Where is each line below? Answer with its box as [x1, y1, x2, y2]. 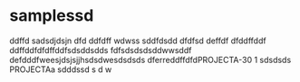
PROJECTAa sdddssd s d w [9, 64, 112, 75]
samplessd [9, 5, 94, 26]
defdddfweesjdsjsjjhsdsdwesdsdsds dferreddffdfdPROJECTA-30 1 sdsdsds [9, 54, 292, 65]
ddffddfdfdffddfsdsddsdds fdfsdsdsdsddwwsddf [9, 44, 192, 55]
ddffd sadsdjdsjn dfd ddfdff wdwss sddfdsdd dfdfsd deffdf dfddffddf [9, 35, 266, 46]
